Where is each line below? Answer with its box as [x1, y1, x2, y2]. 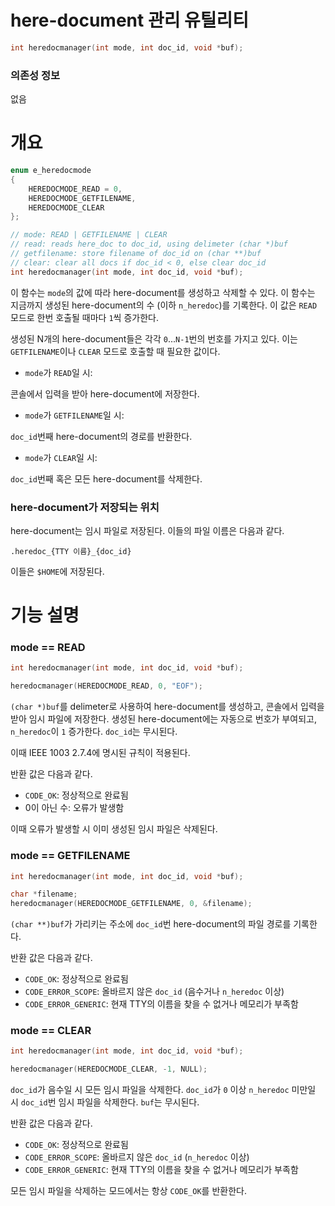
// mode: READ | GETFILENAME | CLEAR [10, 230, 168, 240]
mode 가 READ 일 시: [24, 366, 93, 378]
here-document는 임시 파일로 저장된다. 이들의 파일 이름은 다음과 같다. [10, 524, 285, 536]
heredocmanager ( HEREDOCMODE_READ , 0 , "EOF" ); [10, 681, 203, 691]
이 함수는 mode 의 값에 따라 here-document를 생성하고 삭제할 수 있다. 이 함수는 [10, 286, 316, 298]
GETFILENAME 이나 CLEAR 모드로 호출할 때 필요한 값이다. [10, 345, 221, 357]
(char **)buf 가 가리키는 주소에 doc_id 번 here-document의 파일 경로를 [10, 918, 292, 930]
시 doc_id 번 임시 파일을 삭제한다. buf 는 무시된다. [10, 1096, 200, 1108]
